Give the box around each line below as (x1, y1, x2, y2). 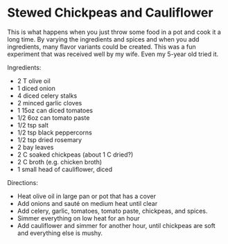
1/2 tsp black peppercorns (17, 128, 92, 137)
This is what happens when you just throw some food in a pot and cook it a (7, 28, 222, 36)
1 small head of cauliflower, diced (17, 165, 113, 173)
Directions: (7, 178, 38, 186)
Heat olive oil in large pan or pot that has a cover (17, 192, 156, 200)
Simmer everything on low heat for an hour (17, 214, 140, 223)
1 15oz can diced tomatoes (17, 106, 94, 114)
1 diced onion (17, 84, 55, 92)
